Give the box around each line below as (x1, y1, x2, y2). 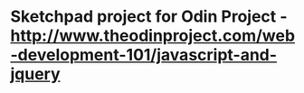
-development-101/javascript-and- (10, 45, 278, 65)
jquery (10, 64, 62, 85)
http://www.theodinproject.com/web (10, 25, 296, 46)
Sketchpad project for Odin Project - (10, 6, 288, 27)
